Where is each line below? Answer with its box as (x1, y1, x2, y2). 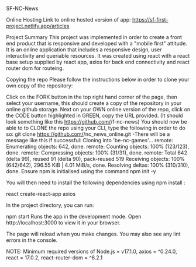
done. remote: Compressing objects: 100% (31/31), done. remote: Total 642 (6, 149, 187, 156)
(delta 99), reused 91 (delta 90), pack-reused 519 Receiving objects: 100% (6, 156, 185, 162)
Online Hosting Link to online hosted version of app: (6, 16, 132, 23)
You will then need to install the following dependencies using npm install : (6, 179, 185, 186)
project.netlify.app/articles (6, 23, 70, 29)
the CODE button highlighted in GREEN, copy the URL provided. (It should (6, 112, 183, 119)
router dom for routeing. (6, 65, 64, 72)
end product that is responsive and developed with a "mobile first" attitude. (6, 40, 187, 47)
